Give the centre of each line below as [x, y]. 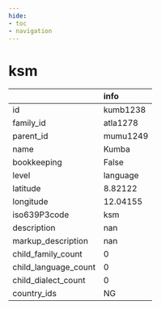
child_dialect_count [49, 281]
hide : [17, 16]
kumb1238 [125, 110]
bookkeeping [37, 162]
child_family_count [47, 254]
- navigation [30, 31]
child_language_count [54, 267]
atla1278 [121, 123]
